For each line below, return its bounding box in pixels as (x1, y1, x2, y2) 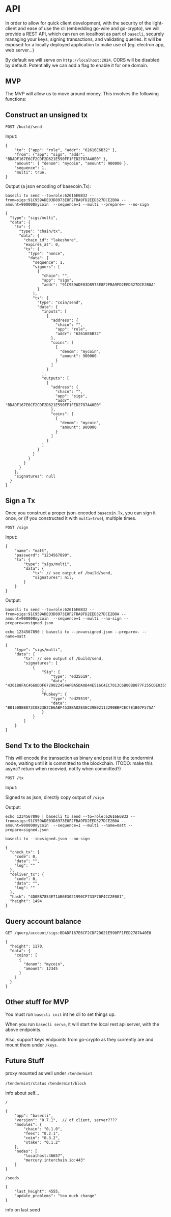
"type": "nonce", (27, 251, 65, 256)
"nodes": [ (14, 1149, 38, 1154)
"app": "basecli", (14, 1113, 53, 1118)
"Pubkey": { (41, 692, 67, 697)
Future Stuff (5, 1057, 44, 1065)
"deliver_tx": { (10, 872, 44, 877)
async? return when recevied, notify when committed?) (5, 766, 121, 772)
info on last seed (5, 1206, 40, 1212)
